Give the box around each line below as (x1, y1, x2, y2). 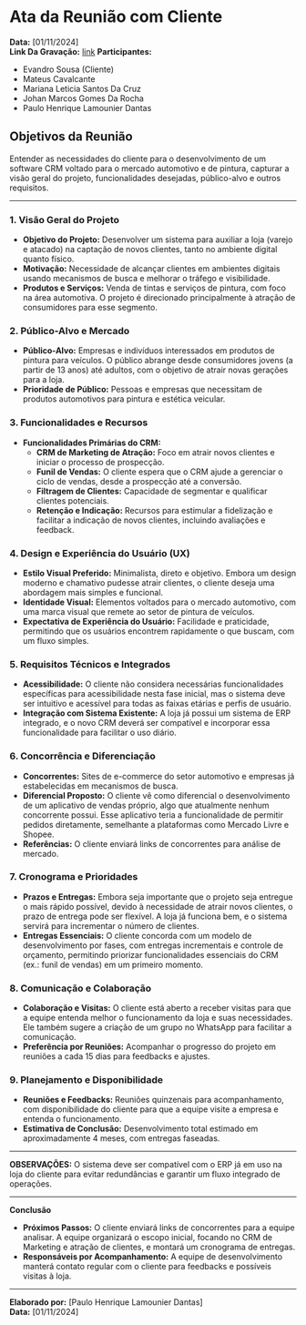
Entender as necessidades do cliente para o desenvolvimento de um (9, 153, 267, 164)
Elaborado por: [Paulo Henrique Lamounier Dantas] (9, 1297, 203, 1308)
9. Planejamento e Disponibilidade (9, 1074, 164, 1086)
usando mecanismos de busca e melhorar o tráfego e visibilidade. (22, 273, 270, 284)
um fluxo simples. (22, 635, 89, 646)
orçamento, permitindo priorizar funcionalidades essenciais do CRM (22, 949, 280, 960)
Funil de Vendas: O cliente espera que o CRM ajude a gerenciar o (36, 466, 284, 477)
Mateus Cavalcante (22, 73, 96, 84)
